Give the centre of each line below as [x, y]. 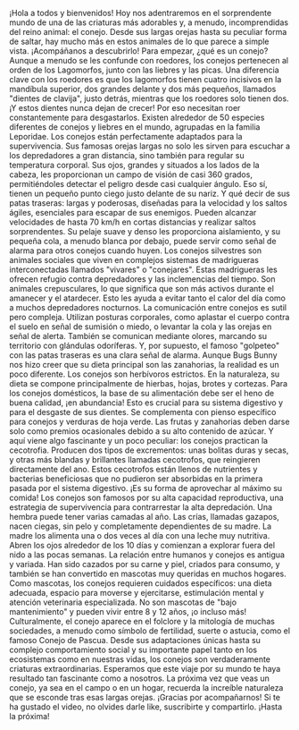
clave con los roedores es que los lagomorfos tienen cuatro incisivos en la [145, 79]
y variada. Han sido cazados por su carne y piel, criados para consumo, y [145, 564]
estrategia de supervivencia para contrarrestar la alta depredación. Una [141, 507]
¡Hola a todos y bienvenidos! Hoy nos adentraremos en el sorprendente [141, 13]
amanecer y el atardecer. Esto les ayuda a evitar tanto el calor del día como [147, 298]
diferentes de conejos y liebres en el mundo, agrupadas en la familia [135, 127]
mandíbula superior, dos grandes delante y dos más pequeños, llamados [143, 89]
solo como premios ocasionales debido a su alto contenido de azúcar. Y [141, 431]
